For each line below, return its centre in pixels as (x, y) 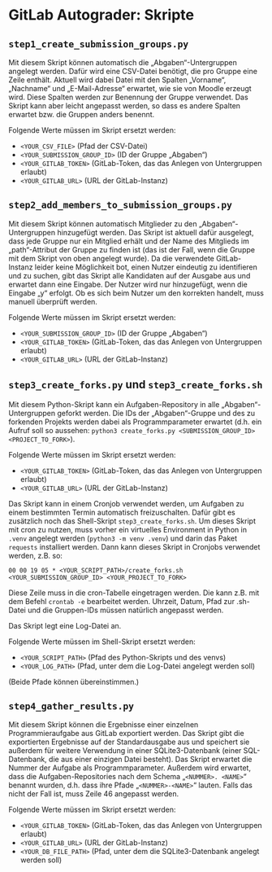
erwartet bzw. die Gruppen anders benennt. (82, 114)
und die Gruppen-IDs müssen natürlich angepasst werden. (125, 610)
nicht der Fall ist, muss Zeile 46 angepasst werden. (94, 794)
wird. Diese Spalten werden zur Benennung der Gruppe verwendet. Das (129, 97)
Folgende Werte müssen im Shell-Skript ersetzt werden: (102, 642)
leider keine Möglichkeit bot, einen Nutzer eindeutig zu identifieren (146, 267)
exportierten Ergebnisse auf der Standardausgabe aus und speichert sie (129, 742)
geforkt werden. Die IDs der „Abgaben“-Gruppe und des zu (156, 413)
